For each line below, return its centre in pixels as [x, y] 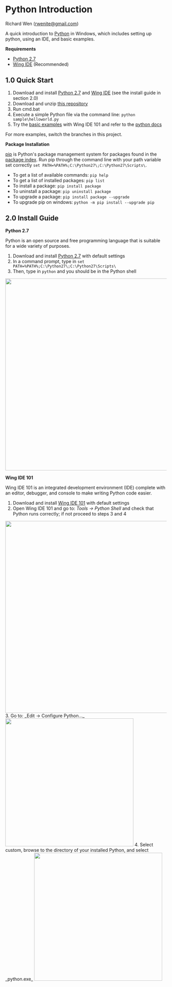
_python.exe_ [19, 979]
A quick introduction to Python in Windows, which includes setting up [79, 33]
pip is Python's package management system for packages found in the [81, 154]
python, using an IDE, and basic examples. [50, 39]
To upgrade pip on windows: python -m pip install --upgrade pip [83, 202]
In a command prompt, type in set [48, 261]
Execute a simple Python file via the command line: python [74, 114]
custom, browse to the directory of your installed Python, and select [77, 850]
